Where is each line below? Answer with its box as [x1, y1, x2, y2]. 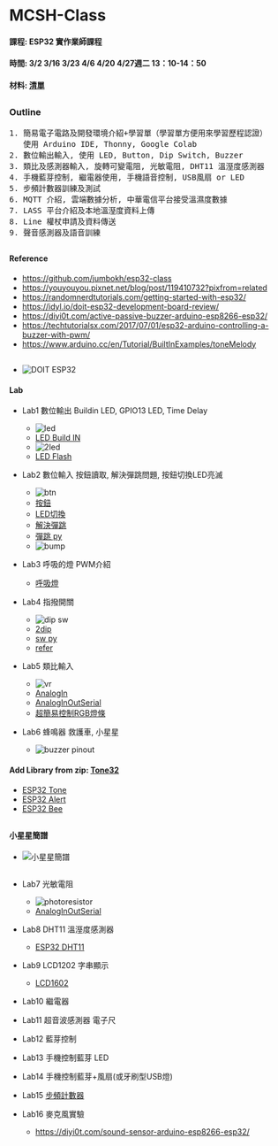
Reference [9, 253, 49, 264]
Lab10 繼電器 [21, 996, 70, 1006]
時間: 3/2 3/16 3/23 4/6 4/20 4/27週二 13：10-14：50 [9, 58, 207, 69]
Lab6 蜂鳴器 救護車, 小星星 [21, 727, 119, 737]
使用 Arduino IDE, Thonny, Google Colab [23, 139, 197, 149]
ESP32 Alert [21, 794, 66, 804]
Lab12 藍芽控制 [21, 1033, 77, 1044]
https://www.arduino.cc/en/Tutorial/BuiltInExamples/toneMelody [21, 338, 257, 350]
